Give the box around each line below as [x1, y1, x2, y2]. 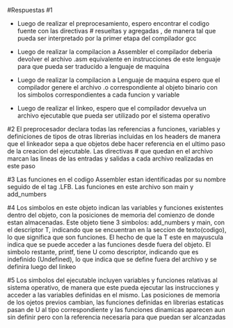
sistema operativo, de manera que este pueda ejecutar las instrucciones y [7, 284, 219, 291]
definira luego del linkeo [7, 263, 77, 270]
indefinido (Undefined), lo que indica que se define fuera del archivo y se [7, 255, 217, 263]
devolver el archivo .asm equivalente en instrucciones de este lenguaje [17, 55, 221, 63]
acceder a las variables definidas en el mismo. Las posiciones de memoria [7, 291, 220, 299]
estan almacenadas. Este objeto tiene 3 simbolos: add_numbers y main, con [7, 218, 225, 227]
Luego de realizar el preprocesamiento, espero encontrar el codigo [17, 19, 210, 27]
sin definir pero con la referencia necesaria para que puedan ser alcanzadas [7, 313, 226, 321]
